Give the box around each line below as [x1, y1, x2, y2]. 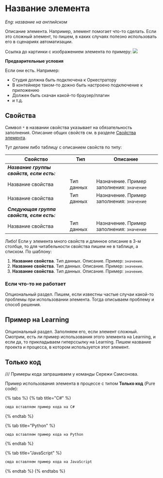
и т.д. [12, 98, 23, 103]
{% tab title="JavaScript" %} [5, 450, 62, 456]
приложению [12, 87, 40, 93]
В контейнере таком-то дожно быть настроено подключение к [12, 82, 143, 88]
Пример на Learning [5, 316, 69, 324]
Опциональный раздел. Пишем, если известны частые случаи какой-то [5, 292, 154, 297]
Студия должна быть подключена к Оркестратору [12, 77, 117, 82]
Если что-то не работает [5, 280, 66, 287]
